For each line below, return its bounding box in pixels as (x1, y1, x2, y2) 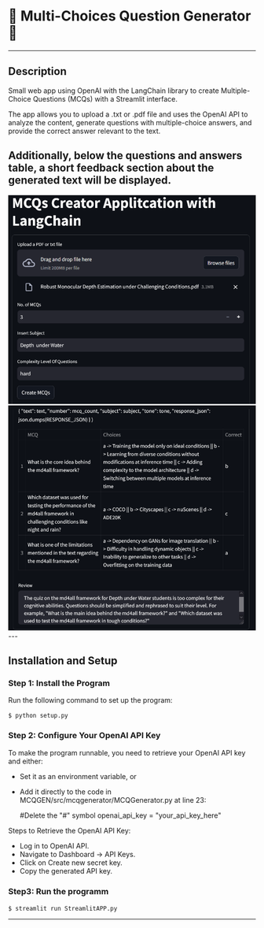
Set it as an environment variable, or (19, 771, 137, 781)
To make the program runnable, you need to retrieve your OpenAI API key (8, 748, 246, 757)
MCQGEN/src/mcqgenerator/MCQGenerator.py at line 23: (19, 795, 207, 804)
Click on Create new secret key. (19, 858, 123, 867)
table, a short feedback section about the (8, 161, 214, 175)
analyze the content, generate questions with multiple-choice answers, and (8, 117, 252, 127)
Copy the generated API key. (19, 866, 112, 875)
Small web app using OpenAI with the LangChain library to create (8, 86, 220, 95)
